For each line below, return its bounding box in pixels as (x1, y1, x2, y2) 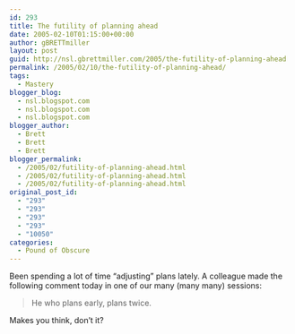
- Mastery (17, 80, 54, 89)
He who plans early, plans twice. (30, 297, 152, 309)
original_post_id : (9, 188, 78, 197)
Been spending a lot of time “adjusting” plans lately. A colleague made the (9, 270, 283, 282)
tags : (9, 72, 30, 81)
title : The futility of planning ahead (9, 21, 159, 30)
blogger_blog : (9, 88, 63, 97)
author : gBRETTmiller (9, 38, 91, 47)
